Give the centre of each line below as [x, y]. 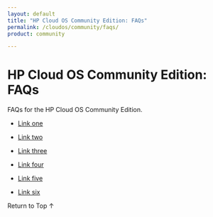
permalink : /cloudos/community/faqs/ [63, 27]
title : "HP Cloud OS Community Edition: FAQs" [77, 21]
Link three [32, 151]
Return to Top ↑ [31, 206]
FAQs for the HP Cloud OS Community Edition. [75, 110]
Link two [30, 137]
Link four [31, 165]
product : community [36, 34]
